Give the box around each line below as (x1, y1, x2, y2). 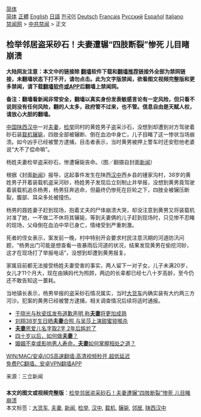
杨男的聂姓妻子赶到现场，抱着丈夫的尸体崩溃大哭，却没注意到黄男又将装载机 (6, 206, 195, 213)
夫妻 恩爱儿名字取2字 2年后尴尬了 (14, 325, 97, 332)
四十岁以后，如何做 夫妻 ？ (14, 332, 78, 339)
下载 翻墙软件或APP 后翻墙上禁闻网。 (32, 83, 122, 90)
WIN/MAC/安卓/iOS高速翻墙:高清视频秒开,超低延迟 (6, 352, 130, 359)
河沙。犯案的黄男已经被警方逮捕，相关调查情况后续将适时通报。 (6, 297, 163, 304)
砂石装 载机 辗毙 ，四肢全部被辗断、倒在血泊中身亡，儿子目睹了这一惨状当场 (6, 131, 190, 138)
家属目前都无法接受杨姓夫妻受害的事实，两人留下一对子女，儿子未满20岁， (6, 262, 191, 269)
